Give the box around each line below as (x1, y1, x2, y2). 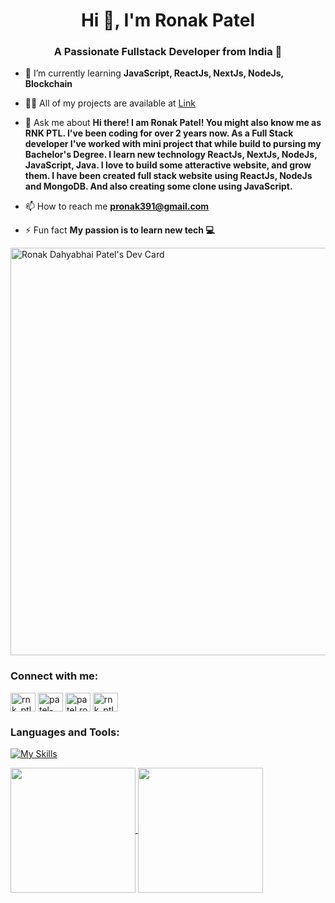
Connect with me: (10, 669, 99, 683)
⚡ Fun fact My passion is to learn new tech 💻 (24, 224, 215, 236)
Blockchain (24, 78, 73, 90)
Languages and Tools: (10, 725, 120, 739)
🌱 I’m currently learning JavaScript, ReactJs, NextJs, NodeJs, (24, 67, 284, 79)
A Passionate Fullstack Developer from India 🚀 (53, 45, 283, 59)
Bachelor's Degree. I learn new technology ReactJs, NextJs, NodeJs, (24, 149, 318, 161)
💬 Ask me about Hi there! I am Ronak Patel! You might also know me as (24, 117, 322, 129)
